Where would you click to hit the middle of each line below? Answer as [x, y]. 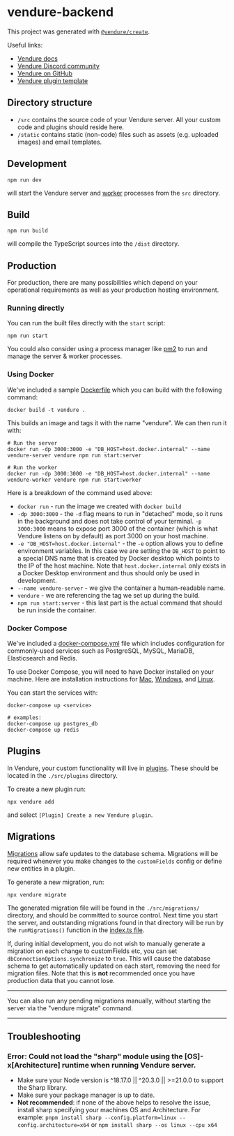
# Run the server [32, 443]
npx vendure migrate [37, 894]
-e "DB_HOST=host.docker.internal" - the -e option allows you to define [120, 543]
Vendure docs [37, 58]
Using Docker [31, 374]
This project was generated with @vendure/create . [79, 31]
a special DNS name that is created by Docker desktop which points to [118, 558]
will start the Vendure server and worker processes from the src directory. [114, 193]
